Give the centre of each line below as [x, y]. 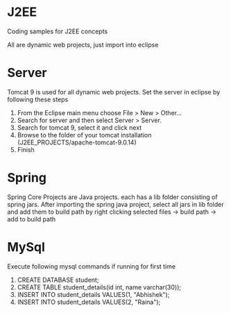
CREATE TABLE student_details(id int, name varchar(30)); [99, 287]
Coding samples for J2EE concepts [58, 31]
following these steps [38, 99]
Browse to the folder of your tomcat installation [84, 135]
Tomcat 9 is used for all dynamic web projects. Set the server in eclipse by [114, 92]
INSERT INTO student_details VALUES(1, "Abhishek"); [93, 294]
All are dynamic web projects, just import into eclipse [83, 44]
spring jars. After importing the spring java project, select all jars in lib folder [115, 204]
